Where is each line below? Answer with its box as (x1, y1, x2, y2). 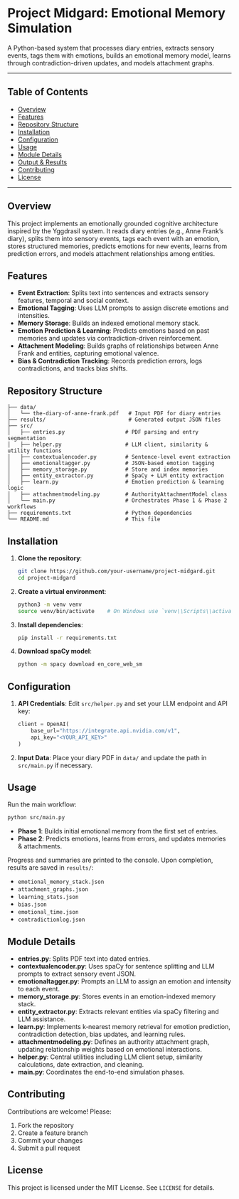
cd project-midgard (17, 574, 76, 581)
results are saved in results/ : (7, 863, 94, 872)
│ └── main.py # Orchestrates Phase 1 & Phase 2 (7, 497, 228, 504)
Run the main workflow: (7, 800, 77, 809)
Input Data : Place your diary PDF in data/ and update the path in (17, 753, 207, 762)
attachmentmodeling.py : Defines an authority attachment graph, (17, 1038, 210, 1046)
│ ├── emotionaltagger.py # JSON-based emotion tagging (7, 460, 215, 467)
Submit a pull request (17, 1144, 80, 1152)
